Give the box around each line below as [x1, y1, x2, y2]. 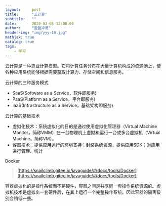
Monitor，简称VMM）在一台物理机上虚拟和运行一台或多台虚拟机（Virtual [12, 129, 161, 135]
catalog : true [5, 40, 35, 44]
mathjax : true [5, 35, 35, 40]
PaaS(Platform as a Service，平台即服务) [12, 96, 95, 102]
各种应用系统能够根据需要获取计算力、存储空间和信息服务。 [5, 69, 126, 75]
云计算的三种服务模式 [5, 80, 48, 85]
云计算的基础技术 [5, 113, 40, 119]
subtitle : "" [5, 16, 37, 21]
